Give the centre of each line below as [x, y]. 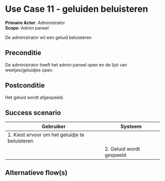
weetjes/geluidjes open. [29, 70]
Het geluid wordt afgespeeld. [34, 97]
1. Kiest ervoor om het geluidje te [46, 135]
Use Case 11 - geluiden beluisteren [77, 9]
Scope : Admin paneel [27, 28]
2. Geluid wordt [123, 149]
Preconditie [23, 53]
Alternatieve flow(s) [36, 172]
